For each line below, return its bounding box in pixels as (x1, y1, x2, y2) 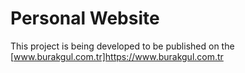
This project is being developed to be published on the (10, 40, 235, 52)
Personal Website (10, 7, 160, 30)
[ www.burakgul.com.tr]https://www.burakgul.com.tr (10, 50, 224, 62)
